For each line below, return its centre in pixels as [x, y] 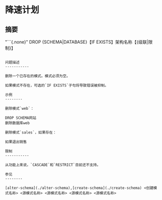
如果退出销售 [16, 142]
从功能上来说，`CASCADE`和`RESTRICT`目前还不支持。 [53, 165]
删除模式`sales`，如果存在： [31, 133]
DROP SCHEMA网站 [21, 118]
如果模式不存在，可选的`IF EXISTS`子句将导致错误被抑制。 [57, 85]
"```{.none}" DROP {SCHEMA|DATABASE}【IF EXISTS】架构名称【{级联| [77, 42]
